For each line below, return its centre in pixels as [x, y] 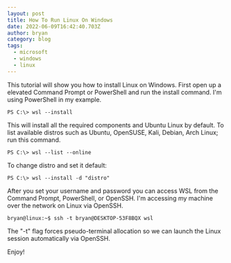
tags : [15, 46]
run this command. [34, 140]
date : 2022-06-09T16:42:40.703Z [54, 26]
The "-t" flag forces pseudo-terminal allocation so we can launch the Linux [114, 231]
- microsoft [31, 53]
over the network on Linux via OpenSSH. [65, 206]
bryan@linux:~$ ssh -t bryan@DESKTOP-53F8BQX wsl [80, 218]
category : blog [29, 39]
